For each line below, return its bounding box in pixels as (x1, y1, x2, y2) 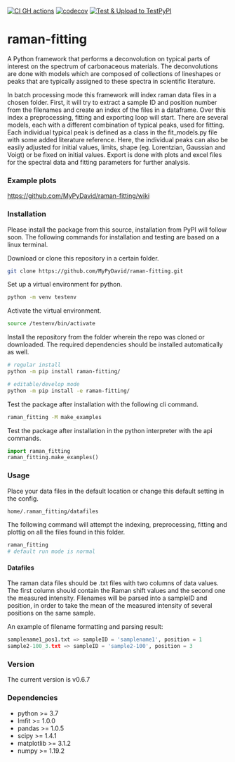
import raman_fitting (7, 447, 71, 454)
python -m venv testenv (7, 294, 77, 301)
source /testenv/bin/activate (7, 320, 96, 327)
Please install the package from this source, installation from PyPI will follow (7, 225, 227, 234)
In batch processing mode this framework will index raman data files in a (7, 90, 217, 99)
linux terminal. (7, 240, 48, 249)
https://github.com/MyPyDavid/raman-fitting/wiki (7, 192, 150, 200)
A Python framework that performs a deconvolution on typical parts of (7, 54, 210, 63)
